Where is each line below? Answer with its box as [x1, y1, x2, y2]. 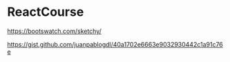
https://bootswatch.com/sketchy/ [7, 27, 102, 35]
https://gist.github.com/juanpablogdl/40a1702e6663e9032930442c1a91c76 [7, 40, 223, 48]
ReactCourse [7, 4, 84, 20]
